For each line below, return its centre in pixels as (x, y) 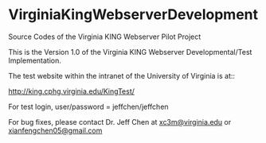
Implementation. (35, 60)
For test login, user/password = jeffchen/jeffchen (88, 106)
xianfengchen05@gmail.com (55, 130)
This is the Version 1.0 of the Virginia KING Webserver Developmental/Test (130, 52)
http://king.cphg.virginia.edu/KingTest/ (72, 91)
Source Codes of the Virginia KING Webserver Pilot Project (105, 37)
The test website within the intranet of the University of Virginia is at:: (122, 75)
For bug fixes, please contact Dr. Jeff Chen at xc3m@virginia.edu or (120, 122)
